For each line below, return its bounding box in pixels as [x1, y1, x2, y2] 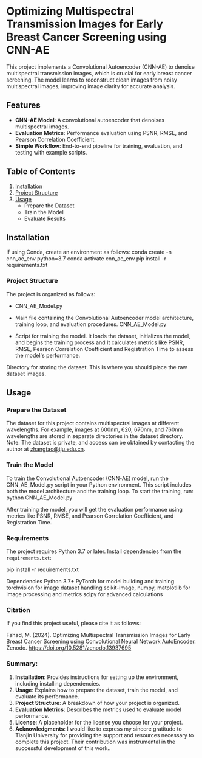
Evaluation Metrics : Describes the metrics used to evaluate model [15, 706, 182, 713]
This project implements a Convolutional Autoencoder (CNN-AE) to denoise [6, 63, 195, 71]
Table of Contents [6, 166, 76, 177]
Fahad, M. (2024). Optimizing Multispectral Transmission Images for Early [6, 631, 191, 639]
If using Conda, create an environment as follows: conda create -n [6, 248, 172, 256]
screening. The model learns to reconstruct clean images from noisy [6, 76, 178, 83]
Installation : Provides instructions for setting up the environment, [15, 673, 179, 681]
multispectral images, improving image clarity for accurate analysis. [6, 82, 175, 89]
